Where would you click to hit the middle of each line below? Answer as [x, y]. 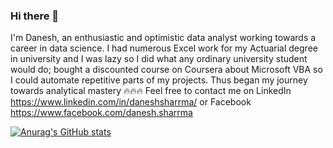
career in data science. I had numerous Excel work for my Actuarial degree [164, 48]
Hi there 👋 [35, 16]
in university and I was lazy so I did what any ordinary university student [159, 59]
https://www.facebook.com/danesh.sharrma [101, 113]
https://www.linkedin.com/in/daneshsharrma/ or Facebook [131, 102]
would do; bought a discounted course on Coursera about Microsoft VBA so [166, 70]
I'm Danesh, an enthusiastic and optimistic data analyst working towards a [163, 38]
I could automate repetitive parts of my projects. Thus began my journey [159, 80]
